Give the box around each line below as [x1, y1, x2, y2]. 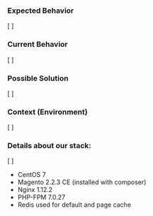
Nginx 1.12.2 [17, 186, 53, 194]
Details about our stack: [7, 141, 91, 151]
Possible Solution [7, 73, 69, 83]
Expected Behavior [7, 6, 74, 16]
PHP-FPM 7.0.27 [17, 193, 66, 202]
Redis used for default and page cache [17, 200, 132, 209]
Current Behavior [7, 40, 69, 50]
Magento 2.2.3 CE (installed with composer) [17, 178, 147, 186]
